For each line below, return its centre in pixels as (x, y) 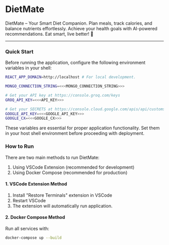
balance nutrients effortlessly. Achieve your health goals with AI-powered (81, 28)
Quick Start (19, 51)
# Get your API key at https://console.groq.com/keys (63, 95)
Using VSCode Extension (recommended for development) (73, 167)
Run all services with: (27, 229)
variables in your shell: (28, 68)
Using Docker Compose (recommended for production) (70, 173)
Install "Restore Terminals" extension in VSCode (62, 195)
